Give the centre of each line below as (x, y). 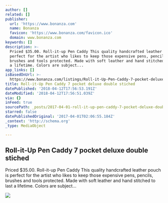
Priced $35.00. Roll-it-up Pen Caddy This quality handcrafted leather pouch (83, 170)
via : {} (13, 98)
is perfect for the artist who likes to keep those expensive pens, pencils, (79, 176)
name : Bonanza (24, 28)
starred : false (21, 112)
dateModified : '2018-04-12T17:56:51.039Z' (50, 93)
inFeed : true (19, 103)
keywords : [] (19, 42)
